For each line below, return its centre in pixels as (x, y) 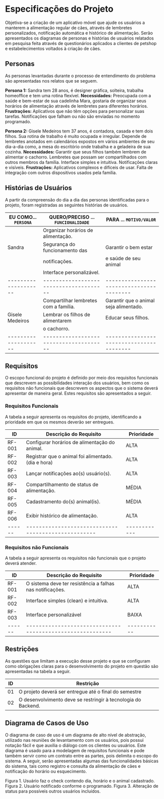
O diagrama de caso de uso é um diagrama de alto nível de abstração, (76, 735)
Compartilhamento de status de (62, 484)
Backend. (30, 706)
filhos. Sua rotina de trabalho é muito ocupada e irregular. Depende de (76, 136)
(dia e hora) (39, 462)
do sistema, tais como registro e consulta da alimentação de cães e (73, 766)
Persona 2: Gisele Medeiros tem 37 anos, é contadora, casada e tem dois (79, 131)
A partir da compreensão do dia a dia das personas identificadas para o (77, 200)
